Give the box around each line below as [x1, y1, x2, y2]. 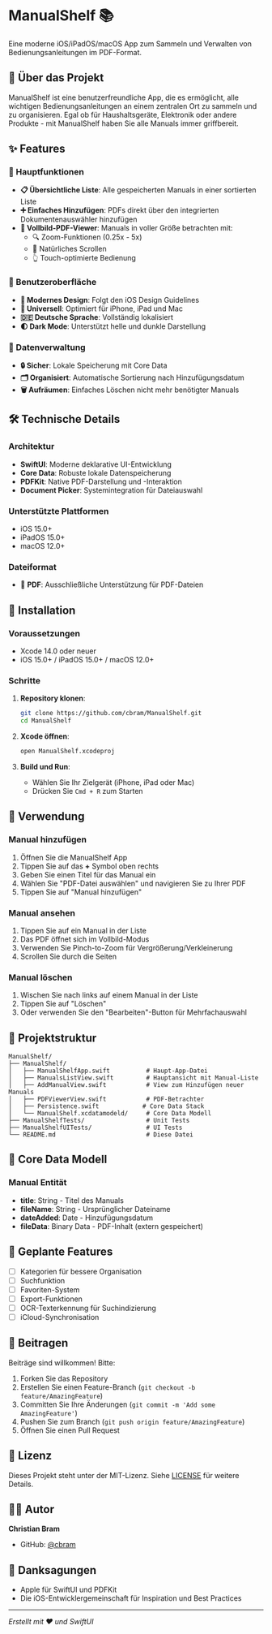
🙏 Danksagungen [8, 1563, 97, 1577]
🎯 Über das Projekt [8, 71, 104, 85]
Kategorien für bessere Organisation [19, 1266, 142, 1276]
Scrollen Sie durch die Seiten [19, 951, 117, 961]
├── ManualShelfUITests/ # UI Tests [8, 1123, 183, 1132]
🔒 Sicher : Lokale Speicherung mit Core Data [19, 360, 168, 370]
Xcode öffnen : [19, 731, 70, 741]
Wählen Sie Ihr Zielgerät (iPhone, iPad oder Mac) [32, 777, 195, 787]
